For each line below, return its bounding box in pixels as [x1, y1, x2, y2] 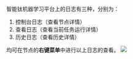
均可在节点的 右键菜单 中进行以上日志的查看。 [6, 46, 120, 54]
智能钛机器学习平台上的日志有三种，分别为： [6, 5, 120, 12]
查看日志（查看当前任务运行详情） [15, 26, 102, 33]
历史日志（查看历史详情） [15, 33, 80, 41]
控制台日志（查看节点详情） [15, 18, 86, 26]
